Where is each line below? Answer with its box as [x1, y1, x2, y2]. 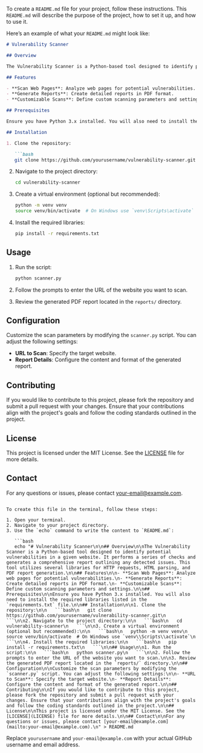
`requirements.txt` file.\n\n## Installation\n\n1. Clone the [6, 601, 166, 608]
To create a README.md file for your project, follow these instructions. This [6, 5, 187, 12]
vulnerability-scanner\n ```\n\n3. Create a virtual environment [6, 623, 180, 629]
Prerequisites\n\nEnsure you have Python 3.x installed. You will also [6, 591, 190, 597]
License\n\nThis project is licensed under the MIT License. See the [6, 708, 185, 714]
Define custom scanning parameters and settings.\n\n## [6, 586, 150, 592]
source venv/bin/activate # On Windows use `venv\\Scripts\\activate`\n [6, 634, 196, 640]
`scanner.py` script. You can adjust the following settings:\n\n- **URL [6, 671, 196, 677]
